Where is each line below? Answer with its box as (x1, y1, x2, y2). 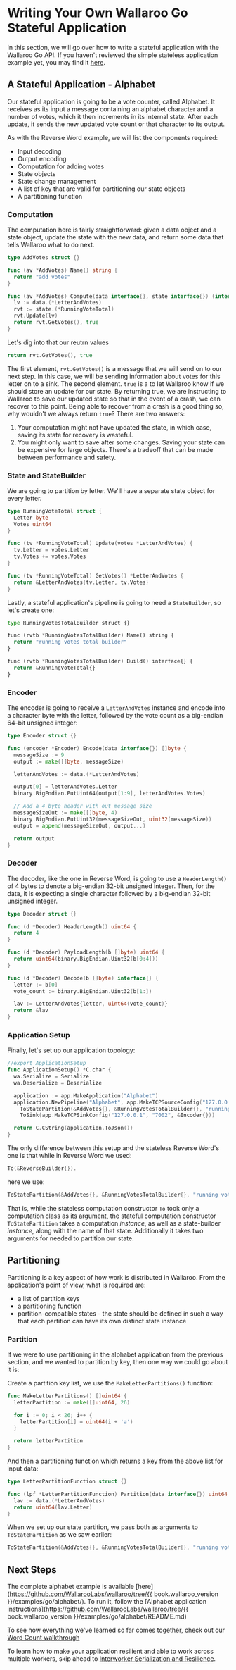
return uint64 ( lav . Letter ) (13, 1504, 93, 1511)
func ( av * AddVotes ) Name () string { (7, 266, 118, 274)
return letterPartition (13, 1438, 83, 1445)
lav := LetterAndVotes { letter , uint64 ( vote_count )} (13, 1000, 169, 1008)
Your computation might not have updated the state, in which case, (17, 423, 212, 431)
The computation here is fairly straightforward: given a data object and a (7, 225, 217, 234)
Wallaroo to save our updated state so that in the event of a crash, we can (7, 394, 221, 403)
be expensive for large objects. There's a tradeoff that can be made (17, 445, 214, 454)
